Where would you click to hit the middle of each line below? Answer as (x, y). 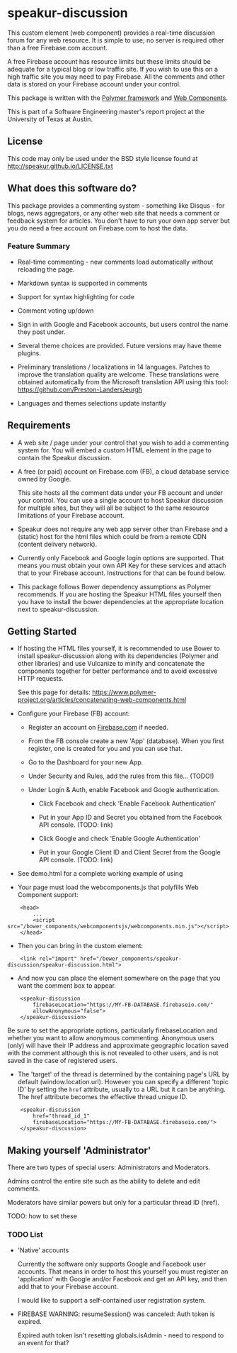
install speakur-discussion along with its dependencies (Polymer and (118, 656)
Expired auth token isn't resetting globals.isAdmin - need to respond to (121, 1335)
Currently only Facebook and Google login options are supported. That (121, 557)
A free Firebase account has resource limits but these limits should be (109, 61)
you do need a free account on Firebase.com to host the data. (98, 228)
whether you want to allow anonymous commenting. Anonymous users (111, 1038)
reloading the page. (46, 269)
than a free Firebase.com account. (58, 48)
